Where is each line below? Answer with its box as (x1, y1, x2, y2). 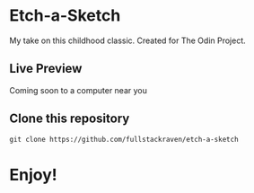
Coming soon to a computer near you (9, 84, 148, 95)
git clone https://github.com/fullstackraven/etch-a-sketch (9, 135, 240, 144)
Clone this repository (9, 111, 130, 127)
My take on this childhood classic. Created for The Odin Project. (9, 35, 247, 46)
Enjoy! (9, 164, 58, 185)
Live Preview (9, 61, 83, 76)
